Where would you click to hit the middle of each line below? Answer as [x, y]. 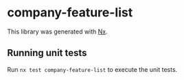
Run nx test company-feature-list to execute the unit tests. [92, 69]
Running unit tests [47, 53]
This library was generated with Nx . [57, 31]
